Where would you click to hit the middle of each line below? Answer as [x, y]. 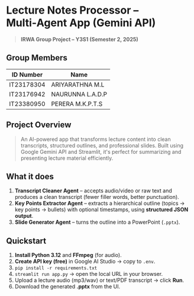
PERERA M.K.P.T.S [77, 104]
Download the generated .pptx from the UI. [67, 287]
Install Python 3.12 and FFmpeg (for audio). [68, 255]
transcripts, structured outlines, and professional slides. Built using [102, 145]
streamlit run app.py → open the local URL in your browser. [89, 274]
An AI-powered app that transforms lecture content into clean [96, 139]
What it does [30, 176]
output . [24, 216]
